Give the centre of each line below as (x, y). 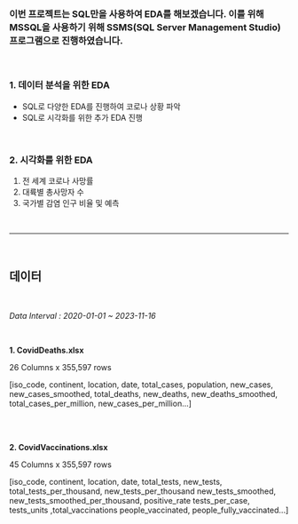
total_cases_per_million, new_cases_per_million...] (101, 403)
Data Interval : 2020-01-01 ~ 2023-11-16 (83, 315)
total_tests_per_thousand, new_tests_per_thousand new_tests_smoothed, (143, 491)
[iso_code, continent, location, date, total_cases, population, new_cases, (141, 385)
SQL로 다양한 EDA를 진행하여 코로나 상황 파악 (101, 106)
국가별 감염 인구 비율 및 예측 (71, 202)
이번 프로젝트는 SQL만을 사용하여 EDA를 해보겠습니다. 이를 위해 (137, 13)
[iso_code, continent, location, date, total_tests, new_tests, (116, 481)
